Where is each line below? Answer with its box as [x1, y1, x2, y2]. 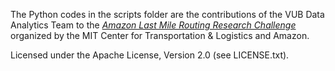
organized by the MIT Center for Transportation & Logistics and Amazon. [10, 30, 310, 41]
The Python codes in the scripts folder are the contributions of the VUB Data [10, 9, 325, 20]
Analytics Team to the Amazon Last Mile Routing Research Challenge [10, 19, 297, 31]
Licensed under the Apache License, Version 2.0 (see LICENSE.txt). [10, 49, 290, 61]
